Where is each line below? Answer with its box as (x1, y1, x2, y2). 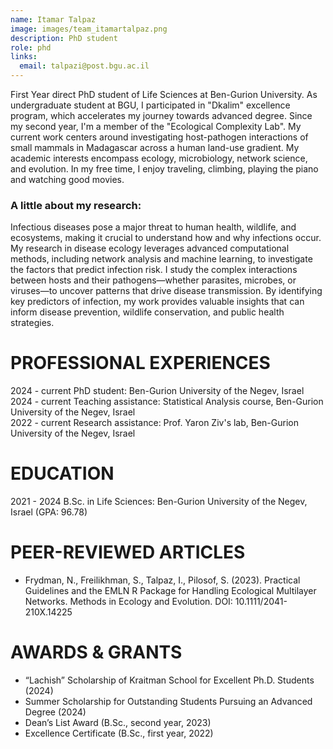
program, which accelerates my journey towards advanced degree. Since (10, 110, 313, 121)
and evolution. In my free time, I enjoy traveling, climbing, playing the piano (10, 163, 319, 175)
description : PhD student (10, 33, 118, 43)
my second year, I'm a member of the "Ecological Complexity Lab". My (10, 121, 302, 132)
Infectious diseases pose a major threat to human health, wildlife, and (10, 221, 297, 233)
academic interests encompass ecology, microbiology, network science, (10, 152, 308, 164)
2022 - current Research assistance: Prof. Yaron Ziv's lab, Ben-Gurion (10, 417, 299, 429)
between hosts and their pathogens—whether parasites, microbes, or (10, 274, 297, 286)
